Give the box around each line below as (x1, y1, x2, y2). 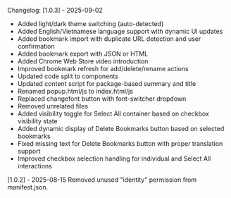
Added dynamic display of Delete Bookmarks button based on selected (17, 125, 225, 132)
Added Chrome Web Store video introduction (17, 57, 149, 66)
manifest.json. (7, 183, 49, 191)
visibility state (17, 117, 58, 125)
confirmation (17, 42, 55, 50)
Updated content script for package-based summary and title (17, 80, 196, 87)
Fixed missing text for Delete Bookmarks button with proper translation (17, 140, 223, 147)
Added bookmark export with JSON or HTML (17, 49, 149, 58)
